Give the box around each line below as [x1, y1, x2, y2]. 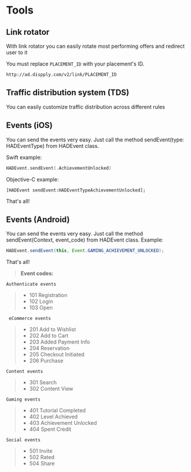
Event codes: [20, 270, 54, 277]
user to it [6, 49, 28, 56]
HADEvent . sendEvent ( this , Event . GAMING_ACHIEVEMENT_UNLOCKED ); [6, 248, 165, 254]
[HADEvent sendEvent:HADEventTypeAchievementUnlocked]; [6, 187, 146, 193]
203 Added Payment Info [29, 338, 90, 345]
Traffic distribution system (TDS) [6, 88, 129, 98]
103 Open [29, 304, 53, 311]
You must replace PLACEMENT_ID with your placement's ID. [6, 60, 145, 67]
